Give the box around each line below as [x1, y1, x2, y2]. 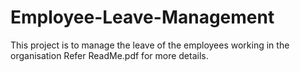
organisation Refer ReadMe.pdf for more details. [10, 49, 209, 61]
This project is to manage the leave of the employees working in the [10, 39, 290, 51]
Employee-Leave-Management [10, 6, 275, 29]
